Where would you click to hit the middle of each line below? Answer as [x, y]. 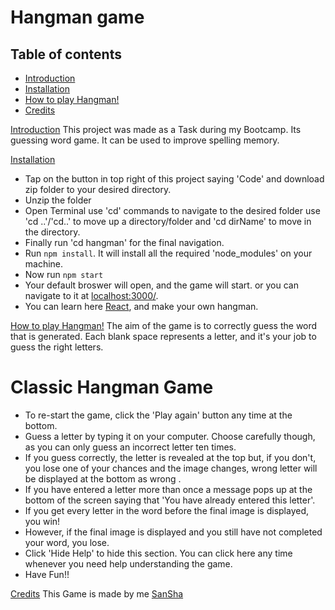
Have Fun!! [47, 574]
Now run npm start [64, 274]
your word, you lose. [67, 542]
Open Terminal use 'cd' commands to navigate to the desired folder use [172, 210]
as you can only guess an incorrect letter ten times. [130, 447]
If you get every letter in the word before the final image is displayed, [167, 510]
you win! [42, 521]
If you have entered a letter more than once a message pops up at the [168, 489]
